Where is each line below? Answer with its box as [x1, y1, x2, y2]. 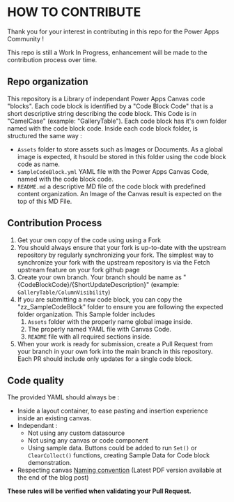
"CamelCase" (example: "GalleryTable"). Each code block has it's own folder [7, 117, 227, 125]
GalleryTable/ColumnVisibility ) [17, 288, 111, 296]
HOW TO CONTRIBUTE [7, 4, 141, 20]
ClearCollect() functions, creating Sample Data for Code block [27, 451, 210, 459]
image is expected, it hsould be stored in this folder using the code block [17, 152, 226, 161]
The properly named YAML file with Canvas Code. [27, 325, 172, 333]
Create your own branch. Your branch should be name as [17, 273, 182, 281]
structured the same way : [7, 131, 82, 140]
